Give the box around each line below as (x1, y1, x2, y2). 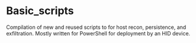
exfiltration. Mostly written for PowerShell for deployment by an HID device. (6, 29, 191, 37)
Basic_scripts (6, 4, 74, 18)
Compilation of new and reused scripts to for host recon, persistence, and (6, 24, 187, 31)
